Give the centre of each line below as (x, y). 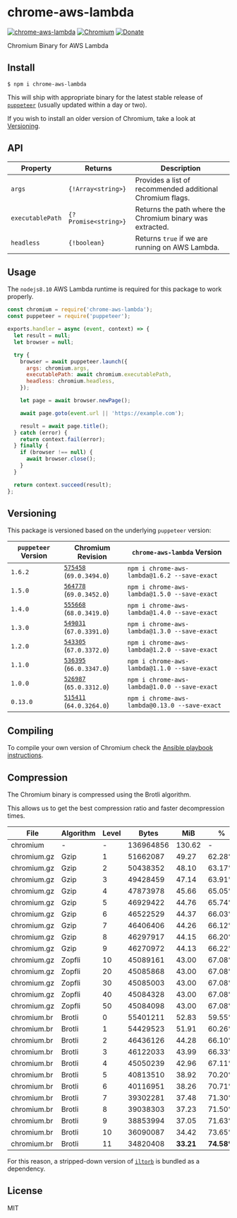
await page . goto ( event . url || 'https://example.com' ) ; (102, 413)
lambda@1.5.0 (149, 594)
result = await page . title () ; (65, 426)
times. (16, 815)
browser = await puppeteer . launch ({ (74, 361)
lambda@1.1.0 (149, 668)
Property (36, 168)
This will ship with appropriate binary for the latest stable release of (105, 97)
